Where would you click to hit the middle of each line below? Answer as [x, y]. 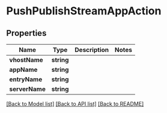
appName [23, 70]
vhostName [26, 60]
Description [92, 50]
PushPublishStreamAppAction [84, 11]
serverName [28, 89]
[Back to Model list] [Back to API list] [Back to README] [75, 104]
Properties [26, 33]
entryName [26, 79]
